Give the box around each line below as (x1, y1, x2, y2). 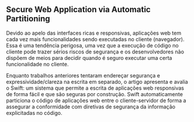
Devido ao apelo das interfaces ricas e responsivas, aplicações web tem (6, 29, 182, 36)
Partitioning (6, 14, 51, 24)
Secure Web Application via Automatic (6, 5, 151, 15)
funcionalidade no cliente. (6, 60, 69, 67)
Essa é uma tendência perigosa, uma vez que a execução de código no (6, 42, 179, 49)
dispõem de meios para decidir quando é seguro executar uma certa (6, 54, 172, 61)
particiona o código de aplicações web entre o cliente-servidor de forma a (6, 97, 186, 104)
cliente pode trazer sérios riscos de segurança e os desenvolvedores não (6, 48, 184, 55)
